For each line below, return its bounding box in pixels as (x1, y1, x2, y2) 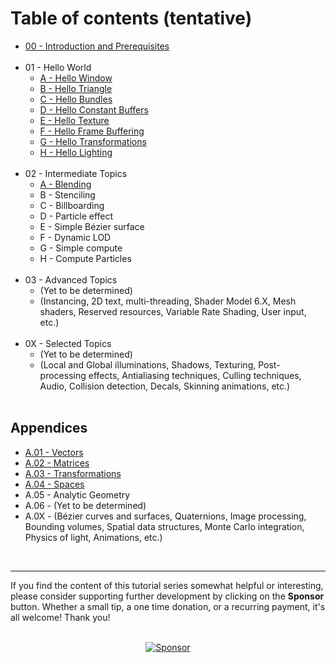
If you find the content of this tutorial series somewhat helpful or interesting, (10, 579, 324, 591)
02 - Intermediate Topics (24, 167, 128, 179)
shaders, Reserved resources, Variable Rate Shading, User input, (39, 305, 307, 317)
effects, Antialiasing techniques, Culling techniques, (88, 369, 302, 381)
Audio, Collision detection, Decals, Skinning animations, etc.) (39, 380, 291, 392)
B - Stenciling (39, 188, 96, 201)
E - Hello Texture (39, 114, 110, 126)
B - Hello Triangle (39, 82, 113, 94)
